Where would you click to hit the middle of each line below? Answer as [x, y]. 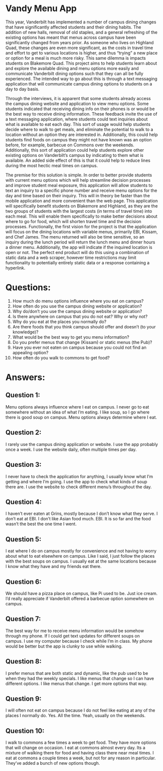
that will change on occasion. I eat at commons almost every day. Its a [75, 748]
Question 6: [23, 582]
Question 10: [25, 731]
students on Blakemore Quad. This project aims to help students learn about [81, 63]
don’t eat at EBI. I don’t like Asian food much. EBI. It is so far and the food [78, 519]
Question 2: [23, 433]
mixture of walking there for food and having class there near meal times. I [80, 753]
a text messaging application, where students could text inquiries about [77, 119]
